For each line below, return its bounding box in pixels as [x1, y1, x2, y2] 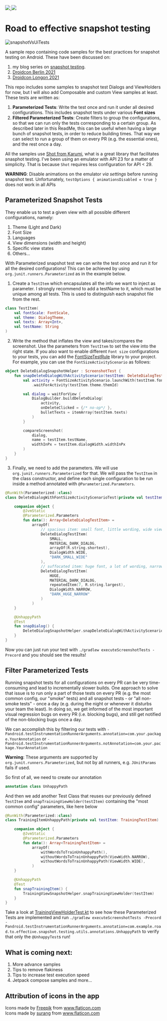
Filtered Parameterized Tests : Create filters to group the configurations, [12, 114, 161, 121]
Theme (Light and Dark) [12, 224, 62, 230]
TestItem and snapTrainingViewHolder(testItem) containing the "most [5, 798, 149, 804]
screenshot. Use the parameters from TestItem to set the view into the [12, 343, 157, 349]
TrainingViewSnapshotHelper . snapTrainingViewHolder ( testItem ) [23, 891, 155, 896]
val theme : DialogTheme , [14, 315, 66, 320]
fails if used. [5, 765, 30, 770]
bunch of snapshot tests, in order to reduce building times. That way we [12, 130, 160, 136]
